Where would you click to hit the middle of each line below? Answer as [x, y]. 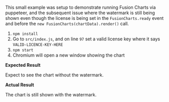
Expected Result [23, 65]
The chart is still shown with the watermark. [51, 95]
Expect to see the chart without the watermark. [55, 75]
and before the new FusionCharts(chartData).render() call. [67, 23]
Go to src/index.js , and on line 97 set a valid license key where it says [86, 39]
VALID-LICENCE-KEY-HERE [38, 45]
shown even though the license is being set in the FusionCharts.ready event [84, 18]
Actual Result [20, 85]
